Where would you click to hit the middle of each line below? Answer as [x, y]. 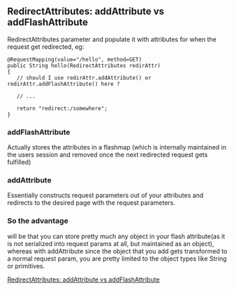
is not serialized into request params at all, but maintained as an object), [111, 243]
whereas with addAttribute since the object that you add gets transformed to [117, 251]
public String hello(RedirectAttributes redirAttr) [84, 66]
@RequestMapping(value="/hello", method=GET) [74, 59]
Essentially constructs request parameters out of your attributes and [105, 196]
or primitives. [26, 266]
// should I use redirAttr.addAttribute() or [84, 78]
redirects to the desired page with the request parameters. [92, 203]
